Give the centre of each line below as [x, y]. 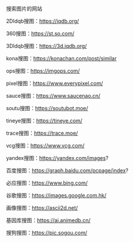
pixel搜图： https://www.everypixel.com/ [55, 83]
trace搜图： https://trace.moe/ [42, 133]
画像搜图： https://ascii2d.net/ [42, 208]
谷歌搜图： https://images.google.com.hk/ [56, 195]
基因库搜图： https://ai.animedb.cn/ [48, 220]
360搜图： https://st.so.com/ [40, 33]
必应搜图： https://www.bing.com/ [47, 183]
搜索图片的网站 [24, 8]
